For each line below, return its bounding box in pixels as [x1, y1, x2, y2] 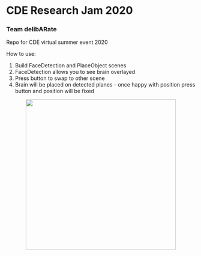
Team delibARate [6, 25, 57, 34]
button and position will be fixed [14, 88, 95, 95]
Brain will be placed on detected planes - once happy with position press [14, 81, 196, 88]
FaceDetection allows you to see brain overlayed [14, 69, 136, 76]
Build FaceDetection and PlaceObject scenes [14, 62, 127, 69]
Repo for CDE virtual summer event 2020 [6, 38, 108, 46]
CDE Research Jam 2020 [6, 4, 133, 17]
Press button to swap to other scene [14, 75, 105, 82]
